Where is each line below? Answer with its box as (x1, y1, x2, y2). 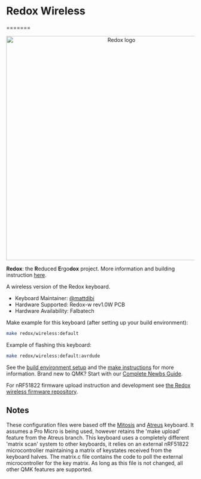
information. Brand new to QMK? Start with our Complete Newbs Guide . (6, 370, 183, 377)
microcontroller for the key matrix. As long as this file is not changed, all (6, 459, 184, 466)
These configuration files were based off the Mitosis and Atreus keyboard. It (6, 421, 194, 428)
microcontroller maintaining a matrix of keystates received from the (6, 447, 172, 454)
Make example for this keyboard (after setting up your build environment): (6, 319, 188, 326)
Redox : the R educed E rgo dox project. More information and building (6, 265, 175, 272)
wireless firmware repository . (6, 388, 78, 395)
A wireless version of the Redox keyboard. (6, 283, 111, 290)
